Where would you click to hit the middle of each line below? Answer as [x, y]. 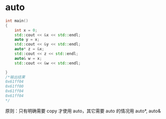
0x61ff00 [15, 87]
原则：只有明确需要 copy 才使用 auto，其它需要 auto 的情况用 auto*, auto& [83, 111]
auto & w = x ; [28, 58]
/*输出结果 [15, 77]
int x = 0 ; [26, 30]
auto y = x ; [27, 39]
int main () [17, 21]
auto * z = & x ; [29, 49]
